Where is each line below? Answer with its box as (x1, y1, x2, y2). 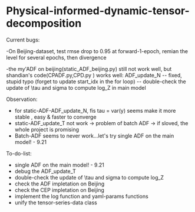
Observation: (6, 96, 38, 103)
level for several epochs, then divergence (6, 54, 107, 61)
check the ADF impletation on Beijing (14, 180, 105, 187)
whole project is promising (14, 126, 80, 133)
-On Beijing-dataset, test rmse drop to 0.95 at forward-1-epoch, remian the (6, 47, 189, 54)
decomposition (6, 17, 82, 30)
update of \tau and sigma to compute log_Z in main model (6, 84, 146, 91)
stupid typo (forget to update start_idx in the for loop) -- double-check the (6, 78, 187, 85)
